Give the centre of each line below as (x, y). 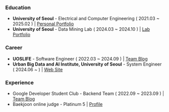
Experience (19, 82)
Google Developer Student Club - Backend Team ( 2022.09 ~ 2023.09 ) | (88, 93)
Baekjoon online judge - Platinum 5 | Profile (58, 104)
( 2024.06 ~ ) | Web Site (38, 69)
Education (18, 8)
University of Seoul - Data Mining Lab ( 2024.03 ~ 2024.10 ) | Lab (81, 29)
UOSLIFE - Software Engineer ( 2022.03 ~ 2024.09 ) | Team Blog (80, 59)
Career (14, 48)
